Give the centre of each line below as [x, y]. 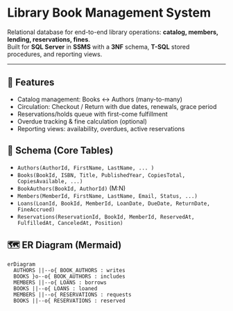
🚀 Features [31, 82]
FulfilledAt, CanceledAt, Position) [70, 223]
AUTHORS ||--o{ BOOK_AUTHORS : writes [70, 271]
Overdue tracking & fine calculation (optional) [82, 121]
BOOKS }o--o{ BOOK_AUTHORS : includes [70, 277]
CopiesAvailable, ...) [50, 181]
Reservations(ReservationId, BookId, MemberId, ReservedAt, [106, 217]
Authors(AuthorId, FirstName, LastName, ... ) [86, 168]
